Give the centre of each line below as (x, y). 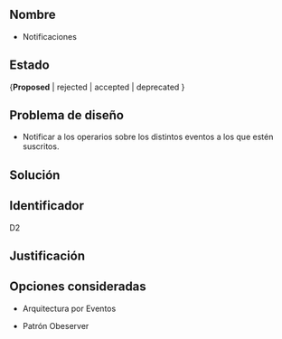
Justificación (47, 256)
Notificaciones (49, 36)
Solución (35, 175)
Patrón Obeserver (56, 325)
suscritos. (41, 146)
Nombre (33, 15)
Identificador (47, 206)
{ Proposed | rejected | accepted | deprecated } (97, 87)
